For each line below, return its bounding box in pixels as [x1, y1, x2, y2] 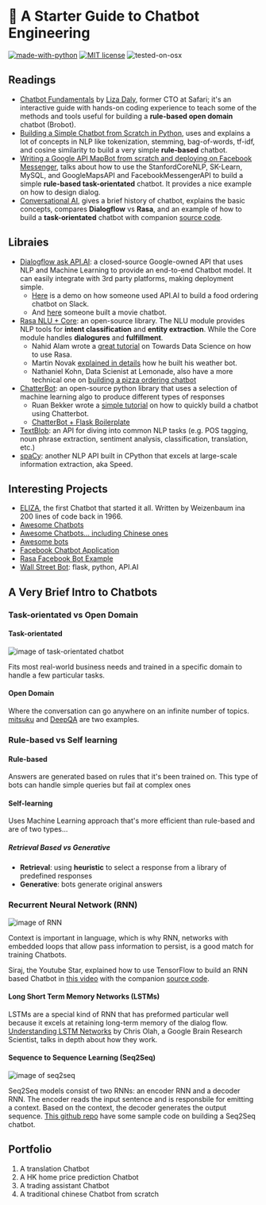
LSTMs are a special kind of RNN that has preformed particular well [8, 1009, 229, 1019]
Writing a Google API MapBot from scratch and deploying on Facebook [19, 153, 253, 163]
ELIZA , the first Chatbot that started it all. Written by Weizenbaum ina [19, 504, 245, 513]
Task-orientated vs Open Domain [8, 609, 139, 620]
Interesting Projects [8, 482, 109, 496]
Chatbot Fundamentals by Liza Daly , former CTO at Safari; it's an [19, 95, 232, 104]
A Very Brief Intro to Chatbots [8, 585, 157, 599]
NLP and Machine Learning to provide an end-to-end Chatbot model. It [19, 265, 253, 275]
